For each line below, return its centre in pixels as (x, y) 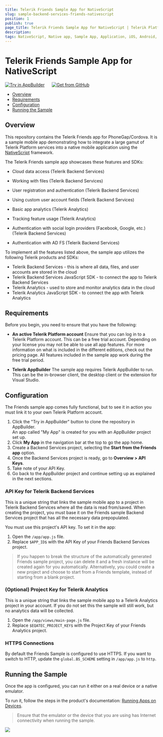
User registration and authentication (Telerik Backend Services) (75, 190)
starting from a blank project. (46, 577)
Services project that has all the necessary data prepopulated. (67, 518)
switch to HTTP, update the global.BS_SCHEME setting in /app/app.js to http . (81, 659)
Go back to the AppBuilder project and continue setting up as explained (83, 474)
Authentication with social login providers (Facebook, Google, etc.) (79, 228)
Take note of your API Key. (39, 468)
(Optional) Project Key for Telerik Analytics (57, 590)
